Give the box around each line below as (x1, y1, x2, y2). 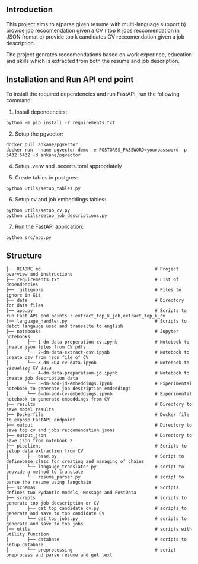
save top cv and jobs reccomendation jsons (6, 427, 116, 433)
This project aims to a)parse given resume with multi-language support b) (6, 20, 187, 27)
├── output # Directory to (6, 422, 193, 428)
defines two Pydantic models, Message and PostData (6, 490, 136, 496)
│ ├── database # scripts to (6, 537, 187, 543)
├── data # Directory (6, 297, 184, 304)
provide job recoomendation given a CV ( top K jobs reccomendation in (6, 27, 180, 34)
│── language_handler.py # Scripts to (6, 318, 187, 324)
